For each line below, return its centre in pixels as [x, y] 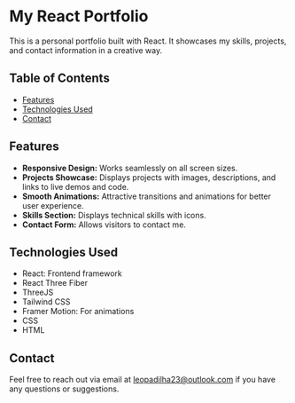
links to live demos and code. [75, 186]
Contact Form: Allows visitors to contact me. [104, 225]
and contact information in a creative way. [86, 50]
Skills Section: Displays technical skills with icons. [114, 215]
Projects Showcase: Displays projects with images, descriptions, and [149, 177]
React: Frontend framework [72, 273]
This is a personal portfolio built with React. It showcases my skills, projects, [148, 41]
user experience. [53, 205]
